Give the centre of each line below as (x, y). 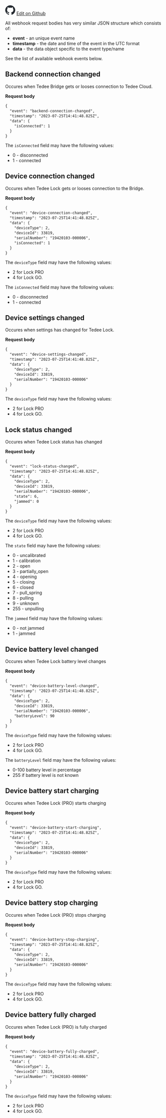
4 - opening (24, 577)
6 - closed (23, 588)
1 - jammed (24, 634)
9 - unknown (25, 603)
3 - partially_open (30, 572)
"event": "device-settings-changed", (49, 355)
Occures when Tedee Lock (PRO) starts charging (56, 803)
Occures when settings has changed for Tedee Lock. (60, 330)
